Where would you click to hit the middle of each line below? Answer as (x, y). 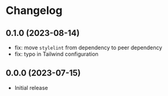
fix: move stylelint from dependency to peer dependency (88, 47)
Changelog (34, 11)
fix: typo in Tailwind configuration (56, 54)
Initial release (31, 87)
